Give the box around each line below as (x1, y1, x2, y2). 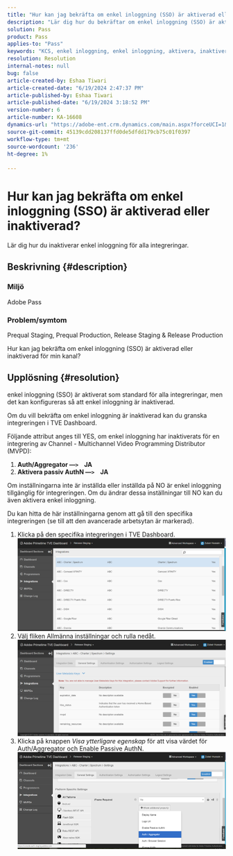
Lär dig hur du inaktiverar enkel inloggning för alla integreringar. (7, 241, 189, 249)
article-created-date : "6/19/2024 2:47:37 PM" (7, 84, 144, 92)
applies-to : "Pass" (7, 40, 64, 48)
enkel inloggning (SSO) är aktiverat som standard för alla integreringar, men (7, 390, 223, 399)
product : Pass (7, 33, 49, 40)
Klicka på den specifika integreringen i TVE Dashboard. (17, 530, 175, 538)
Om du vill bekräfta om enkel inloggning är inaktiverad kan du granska (7, 411, 207, 420)
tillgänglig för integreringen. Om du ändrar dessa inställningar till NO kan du (7, 488, 223, 497)
